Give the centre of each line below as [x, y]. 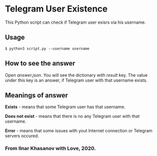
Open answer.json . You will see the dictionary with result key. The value [76, 75]
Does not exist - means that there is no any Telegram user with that [72, 116]
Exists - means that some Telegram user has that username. [65, 107]
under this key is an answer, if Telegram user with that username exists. [76, 80]
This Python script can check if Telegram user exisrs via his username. [76, 22]
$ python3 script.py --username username [47, 49]
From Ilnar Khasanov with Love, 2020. [50, 148]
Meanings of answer [37, 95]
